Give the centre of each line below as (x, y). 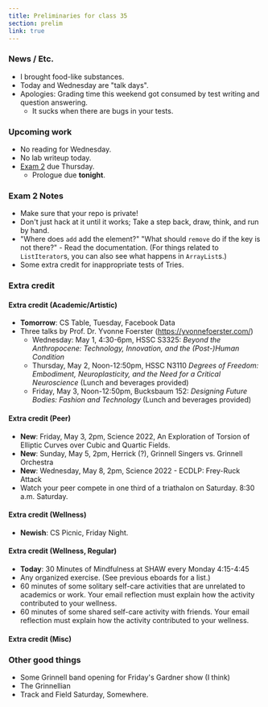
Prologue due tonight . (69, 175)
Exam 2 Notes (36, 196)
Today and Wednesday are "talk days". (84, 85)
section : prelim (35, 23)
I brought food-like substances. (72, 77)
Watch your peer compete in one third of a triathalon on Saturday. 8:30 (137, 488)
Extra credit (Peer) (39, 418)
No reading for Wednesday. (66, 149)
